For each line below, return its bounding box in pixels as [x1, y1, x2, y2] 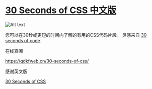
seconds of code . [5, 37, 42, 43]
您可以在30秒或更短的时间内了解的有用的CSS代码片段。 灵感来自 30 [5, 32, 147, 38]
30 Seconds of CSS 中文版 [5, 5, 117, 16]
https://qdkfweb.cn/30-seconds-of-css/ [5, 58, 89, 64]
